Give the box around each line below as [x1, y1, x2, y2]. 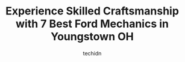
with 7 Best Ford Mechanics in [15, 17, 169, 31]
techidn [83, 49, 102, 57]
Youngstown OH [51, 30, 134, 43]
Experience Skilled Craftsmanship [5, 4, 180, 18]
